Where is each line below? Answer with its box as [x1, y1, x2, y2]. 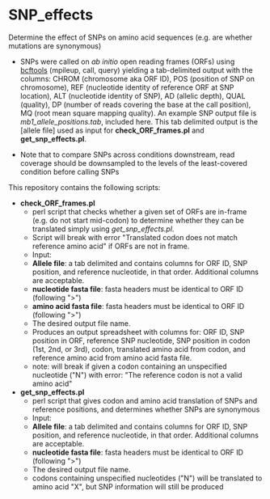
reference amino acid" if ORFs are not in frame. [32, 241, 190, 251]
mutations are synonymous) [8, 40, 102, 50]
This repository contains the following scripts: [8, 182, 161, 192]
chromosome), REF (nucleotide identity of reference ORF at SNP [19, 82, 234, 92]
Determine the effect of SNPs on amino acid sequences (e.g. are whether [8, 32, 253, 42]
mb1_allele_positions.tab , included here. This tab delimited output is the [19, 116, 259, 126]
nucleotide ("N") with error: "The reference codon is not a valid [32, 370, 243, 379]
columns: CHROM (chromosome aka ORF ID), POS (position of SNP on [19, 74, 255, 83]
